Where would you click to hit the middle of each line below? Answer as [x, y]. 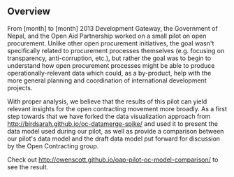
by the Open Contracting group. [53, 146]
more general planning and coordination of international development [107, 80]
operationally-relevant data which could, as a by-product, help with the [109, 73]
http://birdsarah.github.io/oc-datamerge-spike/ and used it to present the [113, 123]
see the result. [28, 167]
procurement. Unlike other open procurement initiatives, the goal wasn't [111, 43]
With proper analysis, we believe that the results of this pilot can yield [107, 101]
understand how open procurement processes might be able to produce [111, 65]
